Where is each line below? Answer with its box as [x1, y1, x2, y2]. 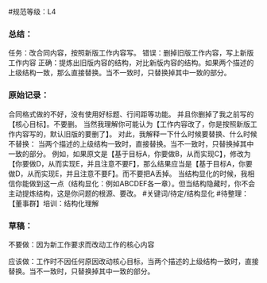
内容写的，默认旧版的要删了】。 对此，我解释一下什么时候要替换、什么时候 [14, 129, 257, 139]
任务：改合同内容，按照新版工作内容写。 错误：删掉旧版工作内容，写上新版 [8, 48, 254, 58]
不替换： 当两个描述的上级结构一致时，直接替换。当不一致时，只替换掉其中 [8, 139, 254, 148]
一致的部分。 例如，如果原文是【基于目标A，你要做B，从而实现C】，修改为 [8, 149, 251, 159]
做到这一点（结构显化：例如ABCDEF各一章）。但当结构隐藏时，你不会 [29, 178, 256, 188]
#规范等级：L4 [8, 7, 56, 16]
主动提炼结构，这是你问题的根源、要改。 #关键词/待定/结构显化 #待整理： [8, 189, 249, 198]
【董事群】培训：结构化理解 [8, 198, 99, 208]
